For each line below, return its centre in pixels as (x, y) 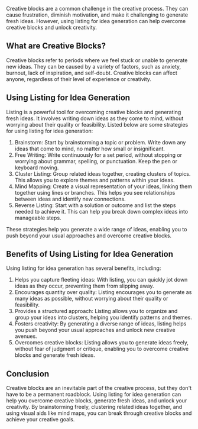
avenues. (26, 336)
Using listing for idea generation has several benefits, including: (84, 268)
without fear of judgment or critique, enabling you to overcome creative (102, 349)
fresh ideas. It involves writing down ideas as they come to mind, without (95, 118)
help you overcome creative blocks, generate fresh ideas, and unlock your (97, 401)
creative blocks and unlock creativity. (52, 27)
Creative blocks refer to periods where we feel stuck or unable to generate (97, 60)
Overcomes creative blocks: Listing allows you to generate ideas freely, (102, 343)
